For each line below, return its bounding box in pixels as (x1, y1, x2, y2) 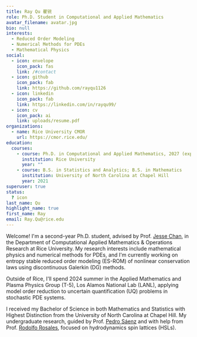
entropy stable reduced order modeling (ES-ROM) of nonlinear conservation (6, 257, 190, 265)
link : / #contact (16, 69, 57, 75)
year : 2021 (21, 178, 49, 184)
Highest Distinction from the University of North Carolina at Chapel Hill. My (6, 311, 186, 318)
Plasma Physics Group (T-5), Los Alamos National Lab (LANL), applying (6, 281, 179, 288)
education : (6, 139, 33, 146)
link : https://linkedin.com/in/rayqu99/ (16, 101, 117, 108)
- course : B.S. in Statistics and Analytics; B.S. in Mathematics (16, 167, 182, 173)
